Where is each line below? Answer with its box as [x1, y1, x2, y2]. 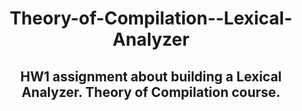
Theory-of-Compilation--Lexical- [9, 7, 293, 30]
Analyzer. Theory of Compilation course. [21, 83, 281, 101]
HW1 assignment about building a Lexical [19, 68, 283, 85]
